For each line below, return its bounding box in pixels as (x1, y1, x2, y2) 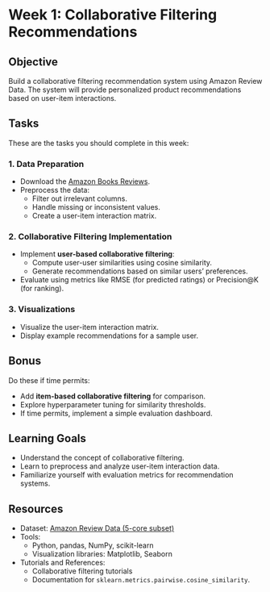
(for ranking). (19, 284, 64, 294)
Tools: (19, 532, 41, 542)
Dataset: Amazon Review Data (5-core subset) (19, 523, 175, 533)
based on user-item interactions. (8, 94, 117, 102)
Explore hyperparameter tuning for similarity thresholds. (19, 399, 206, 409)
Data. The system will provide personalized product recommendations (8, 85, 242, 94)
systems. (19, 478, 51, 489)
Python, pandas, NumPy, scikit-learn (31, 540, 154, 550)
